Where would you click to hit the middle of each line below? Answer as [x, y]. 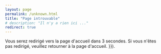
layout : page [18, 9]
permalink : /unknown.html [31, 14]
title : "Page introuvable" [33, 18]
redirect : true [21, 27]
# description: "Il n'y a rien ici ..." [47, 23]
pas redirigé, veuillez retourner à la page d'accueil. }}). [60, 46]
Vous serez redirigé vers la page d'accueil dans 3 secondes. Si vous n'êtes [81, 41]
